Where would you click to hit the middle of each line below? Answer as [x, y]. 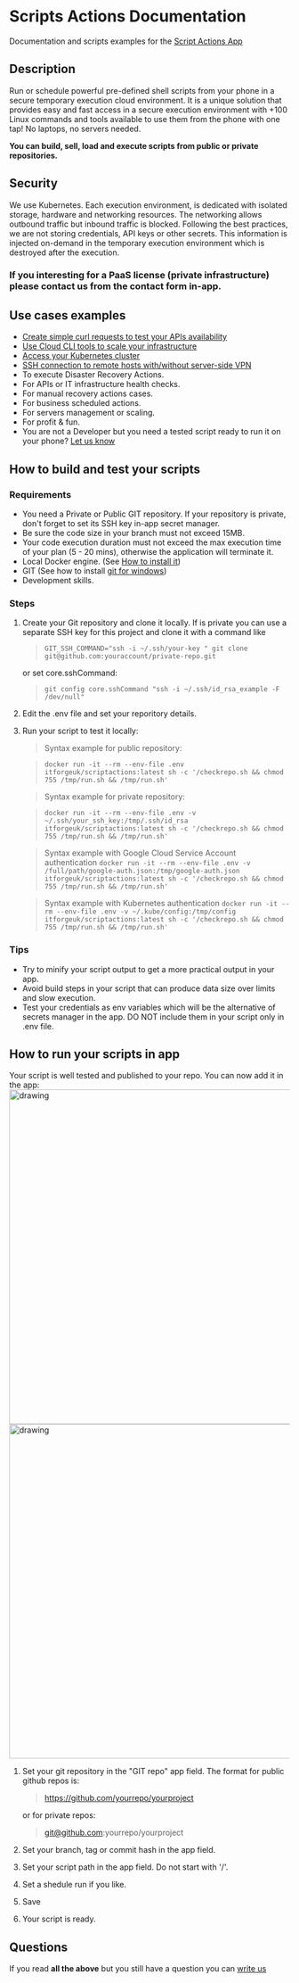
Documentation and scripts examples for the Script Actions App [126, 41]
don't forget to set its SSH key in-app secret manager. [121, 523]
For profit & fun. [51, 422]
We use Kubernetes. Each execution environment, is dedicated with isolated [148, 205]
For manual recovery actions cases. [88, 393]
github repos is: [51, 1781]
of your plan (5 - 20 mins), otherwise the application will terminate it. [148, 551]
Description [42, 69]
